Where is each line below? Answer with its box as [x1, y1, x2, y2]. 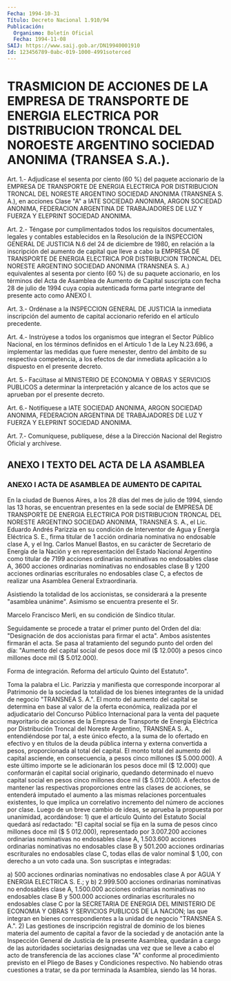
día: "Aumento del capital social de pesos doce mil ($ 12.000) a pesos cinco [7, 646, 223, 654]
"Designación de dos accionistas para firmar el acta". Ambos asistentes [7, 631, 211, 640]
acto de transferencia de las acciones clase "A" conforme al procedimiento [7, 951, 220, 959]
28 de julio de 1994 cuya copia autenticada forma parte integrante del [7, 284, 205, 292]
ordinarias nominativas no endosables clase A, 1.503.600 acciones [7, 834, 197, 843]
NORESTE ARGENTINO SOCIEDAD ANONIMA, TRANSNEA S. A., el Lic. [7, 517, 208, 526]
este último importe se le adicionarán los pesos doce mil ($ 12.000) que [7, 761, 210, 769]
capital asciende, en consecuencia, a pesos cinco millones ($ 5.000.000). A [7, 753, 223, 762]
